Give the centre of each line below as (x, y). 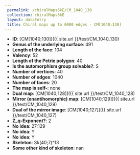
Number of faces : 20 (34, 83)
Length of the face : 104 (37, 50)
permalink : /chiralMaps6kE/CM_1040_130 (50, 10)
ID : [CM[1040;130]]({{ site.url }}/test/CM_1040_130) (66, 39)
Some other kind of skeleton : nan (48, 148)
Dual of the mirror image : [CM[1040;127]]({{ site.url (66, 110)
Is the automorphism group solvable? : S (55, 66)
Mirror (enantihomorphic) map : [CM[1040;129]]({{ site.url (73, 99)
